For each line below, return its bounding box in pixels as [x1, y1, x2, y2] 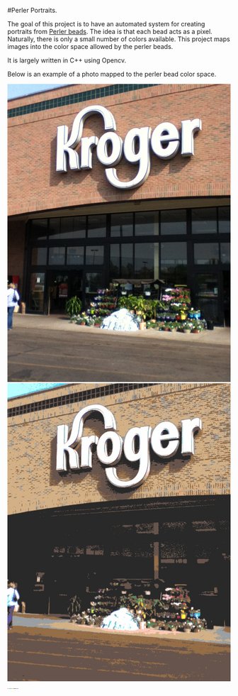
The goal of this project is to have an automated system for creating [7, 20, 205, 28]
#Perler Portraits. [7, 6, 57, 14]
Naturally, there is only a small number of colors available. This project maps [7, 35, 230, 43]
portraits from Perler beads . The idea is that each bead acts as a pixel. [7, 28, 212, 35]
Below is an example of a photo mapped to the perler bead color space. [7, 70, 217, 78]
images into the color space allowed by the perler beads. [7, 43, 174, 50]
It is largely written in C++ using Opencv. [7, 56, 127, 65]
